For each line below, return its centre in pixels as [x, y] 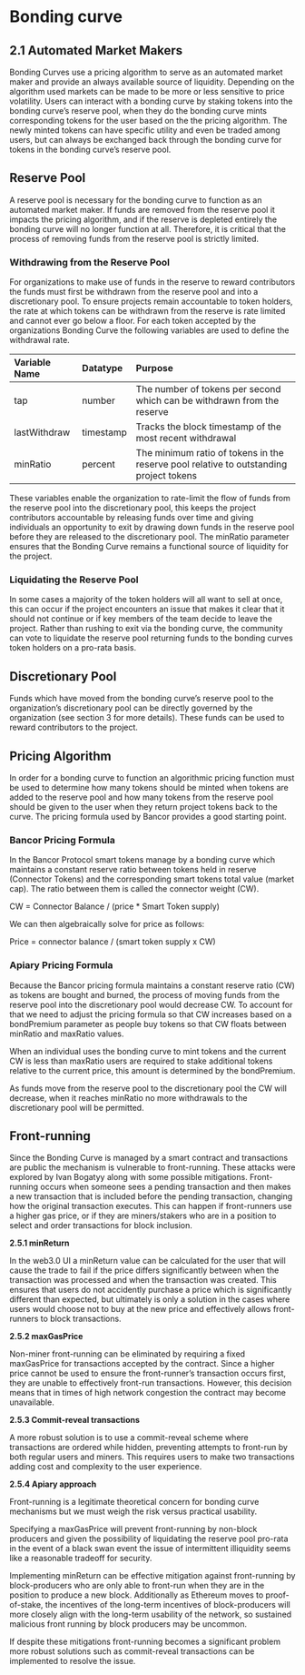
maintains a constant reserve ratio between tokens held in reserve [133, 870]
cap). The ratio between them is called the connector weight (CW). [134, 889]
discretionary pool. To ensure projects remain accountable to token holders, [151, 301]
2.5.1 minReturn [39, 1243]
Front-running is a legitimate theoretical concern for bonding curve [134, 1502]
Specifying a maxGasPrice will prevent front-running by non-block [133, 1529]
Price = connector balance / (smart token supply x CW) [113, 942]
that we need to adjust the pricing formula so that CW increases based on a [151, 1014]
